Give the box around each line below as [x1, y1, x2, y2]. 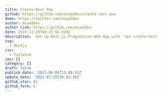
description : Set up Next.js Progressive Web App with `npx [5, 34, 131, 39]
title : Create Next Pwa [5, 7, 53, 12]
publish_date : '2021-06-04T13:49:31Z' [5, 70, 83, 75]
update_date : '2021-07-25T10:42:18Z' [5, 75, 81, 80]
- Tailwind [9, 52, 32, 57]
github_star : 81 [5, 79, 38, 84]
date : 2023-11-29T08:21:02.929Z [5, 30, 70, 34]
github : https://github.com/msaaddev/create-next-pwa [5, 12, 116, 16]
